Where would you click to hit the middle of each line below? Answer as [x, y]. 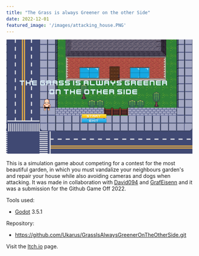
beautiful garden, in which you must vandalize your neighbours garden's [95, 169]
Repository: [20, 223]
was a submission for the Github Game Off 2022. [66, 189]
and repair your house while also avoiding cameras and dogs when [88, 176]
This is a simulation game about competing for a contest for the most [91, 164]
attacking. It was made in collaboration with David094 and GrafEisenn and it [99, 183]
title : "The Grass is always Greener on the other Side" [78, 13]
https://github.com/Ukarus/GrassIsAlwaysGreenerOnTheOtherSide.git [100, 235]
